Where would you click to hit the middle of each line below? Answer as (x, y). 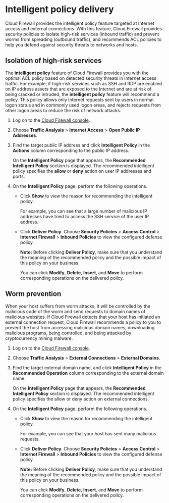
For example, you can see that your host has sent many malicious (88, 433)
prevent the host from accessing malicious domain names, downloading (80, 327)
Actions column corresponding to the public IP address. (71, 150)
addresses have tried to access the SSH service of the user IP (84, 216)
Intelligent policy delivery (60, 9)
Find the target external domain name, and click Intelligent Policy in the (87, 368)
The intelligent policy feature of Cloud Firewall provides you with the (77, 73)
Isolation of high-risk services (53, 61)
